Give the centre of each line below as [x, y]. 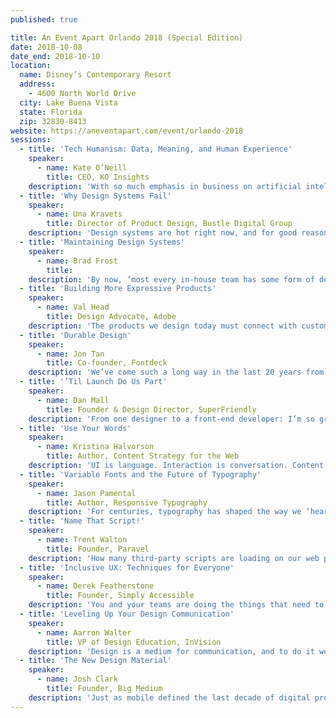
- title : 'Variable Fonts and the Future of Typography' [140, 474]
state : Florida [51, 112]
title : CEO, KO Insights [98, 177]
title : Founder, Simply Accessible [120, 596]
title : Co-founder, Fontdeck [107, 363]
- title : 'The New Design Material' [95, 661]
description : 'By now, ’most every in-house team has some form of [171, 279]
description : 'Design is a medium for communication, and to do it [171, 651]
